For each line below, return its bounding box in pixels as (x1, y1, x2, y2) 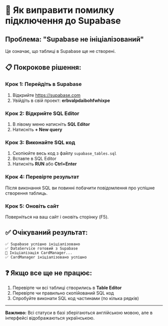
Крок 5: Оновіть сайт (5, 202, 59, 209)
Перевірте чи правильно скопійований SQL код (12, 290, 114, 296)
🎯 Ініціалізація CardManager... (5, 250, 72, 255)
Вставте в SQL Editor (12, 156, 56, 162)
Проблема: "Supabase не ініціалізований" (5, 35, 144, 43)
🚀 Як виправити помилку (5, 4, 114, 16)
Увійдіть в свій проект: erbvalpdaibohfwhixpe (12, 97, 110, 103)
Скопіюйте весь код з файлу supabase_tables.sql (12, 150, 117, 156)
